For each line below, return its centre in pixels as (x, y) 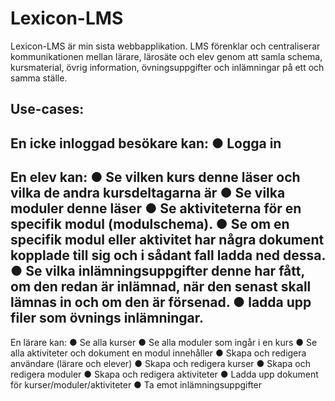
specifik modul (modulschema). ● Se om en (150, 224)
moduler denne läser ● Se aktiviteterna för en (156, 208)
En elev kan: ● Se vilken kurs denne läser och (155, 177)
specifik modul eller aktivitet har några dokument (167, 240)
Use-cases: (47, 109)
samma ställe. (39, 78)
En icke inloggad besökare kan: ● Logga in (146, 143)
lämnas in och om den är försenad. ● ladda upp (161, 302)
